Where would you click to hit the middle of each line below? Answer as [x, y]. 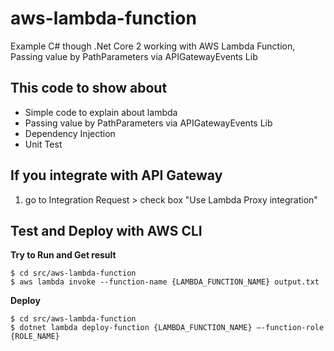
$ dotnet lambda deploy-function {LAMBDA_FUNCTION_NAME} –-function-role [167, 328]
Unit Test [43, 144]
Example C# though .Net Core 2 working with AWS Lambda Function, [153, 46]
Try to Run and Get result [63, 255]
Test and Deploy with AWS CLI [106, 230]
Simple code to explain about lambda [101, 112]
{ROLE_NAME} [35, 337]
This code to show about [89, 88]
